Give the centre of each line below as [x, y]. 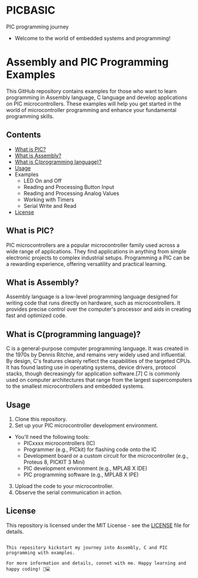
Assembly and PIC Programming [87, 62]
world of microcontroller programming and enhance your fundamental [91, 110]
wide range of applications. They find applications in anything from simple [96, 251]
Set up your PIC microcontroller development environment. [86, 425]
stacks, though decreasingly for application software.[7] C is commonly [93, 374]
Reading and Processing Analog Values [71, 193]
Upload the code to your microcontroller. [64, 486]
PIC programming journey [38, 27]
